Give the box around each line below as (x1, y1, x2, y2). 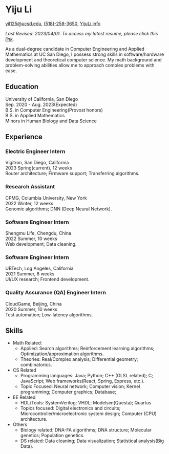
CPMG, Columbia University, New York (5, 194, 87, 201)
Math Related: (12, 340, 43, 346)
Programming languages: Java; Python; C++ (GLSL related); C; (20, 373, 154, 379)
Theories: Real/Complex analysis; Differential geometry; (20, 356, 138, 362)
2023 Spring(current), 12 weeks (5, 165, 73, 171)
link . (5, 36, 14, 42)
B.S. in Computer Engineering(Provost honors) (5, 106, 103, 113)
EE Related (12, 394, 36, 400)
